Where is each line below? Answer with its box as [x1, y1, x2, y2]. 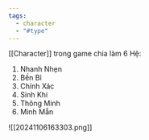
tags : [8, 11, 27, 20]
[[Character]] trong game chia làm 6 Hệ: [8, 49, 142, 59]
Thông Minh [19, 98, 60, 109]
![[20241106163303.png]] [8, 122, 93, 133]
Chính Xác [19, 81, 55, 91]
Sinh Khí [19, 90, 48, 100]
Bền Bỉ [19, 73, 42, 83]
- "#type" [15, 27, 48, 35]
